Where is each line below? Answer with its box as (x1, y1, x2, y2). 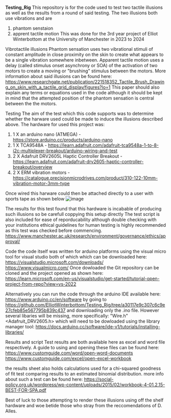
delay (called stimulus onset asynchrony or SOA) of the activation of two (5, 63, 158, 68)
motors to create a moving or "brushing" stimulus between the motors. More (5, 68, 166, 74)
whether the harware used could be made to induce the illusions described (5, 116, 163, 122)
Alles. (5, 408, 17, 414)
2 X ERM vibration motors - (12, 169, 70, 175)
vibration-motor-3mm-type (12, 181, 70, 186)
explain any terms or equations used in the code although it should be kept (5, 90, 163, 95)
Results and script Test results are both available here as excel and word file (5, 339, 165, 345)
